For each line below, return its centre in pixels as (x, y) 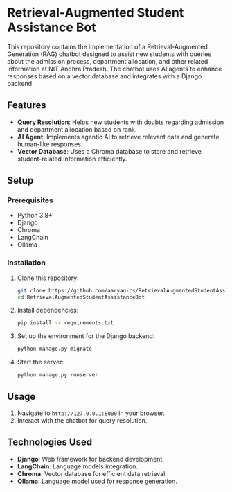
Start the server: (41, 362)
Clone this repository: (48, 278)
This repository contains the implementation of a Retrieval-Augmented (107, 46)
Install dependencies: (48, 310)
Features (27, 105)
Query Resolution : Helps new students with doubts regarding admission (120, 122)
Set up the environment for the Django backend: (86, 336)
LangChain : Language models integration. (78, 466)
